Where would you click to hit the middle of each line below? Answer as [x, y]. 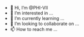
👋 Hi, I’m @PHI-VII [29, 8]
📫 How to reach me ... [34, 29]
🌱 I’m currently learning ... [37, 18]
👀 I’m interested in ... [32, 13]
